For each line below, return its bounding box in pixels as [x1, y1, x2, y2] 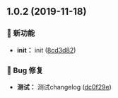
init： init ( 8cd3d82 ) [16, 45, 76, 54]
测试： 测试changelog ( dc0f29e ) [16, 82, 112, 91]
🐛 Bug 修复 [6, 65, 44, 75]
